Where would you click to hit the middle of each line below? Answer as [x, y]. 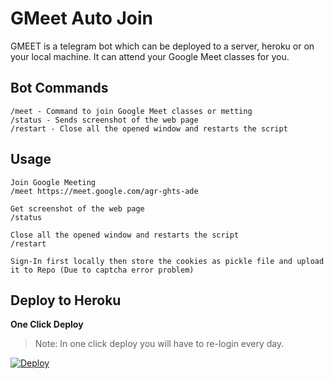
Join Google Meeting [53, 182]
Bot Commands [59, 88]
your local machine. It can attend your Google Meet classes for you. [150, 56]
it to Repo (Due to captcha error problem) [102, 270]
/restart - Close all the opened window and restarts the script [149, 128]
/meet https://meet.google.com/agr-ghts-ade [104, 191]
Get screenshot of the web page [77, 208]
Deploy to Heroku [66, 300]
